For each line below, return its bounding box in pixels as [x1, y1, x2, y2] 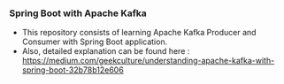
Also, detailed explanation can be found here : [21, 46, 190, 57]
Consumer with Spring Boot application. [21, 36, 168, 47]
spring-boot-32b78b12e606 [21, 65, 124, 75]
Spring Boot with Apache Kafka [9, 7, 148, 19]
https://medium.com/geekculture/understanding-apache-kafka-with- [21, 56, 275, 66]
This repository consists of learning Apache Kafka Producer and [21, 27, 257, 38]
